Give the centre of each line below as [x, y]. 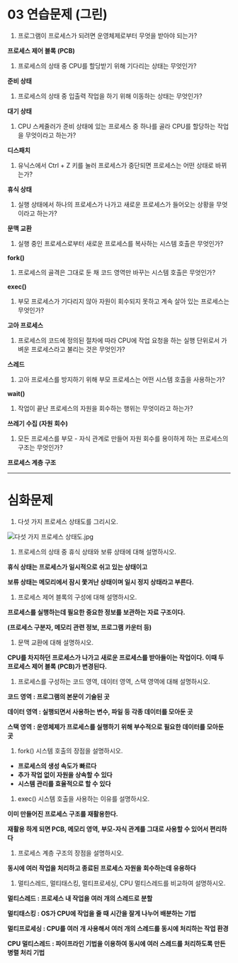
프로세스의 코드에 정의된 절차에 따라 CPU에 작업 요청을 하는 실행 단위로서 [119, 340]
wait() [16, 393]
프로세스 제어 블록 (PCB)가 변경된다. [57, 666]
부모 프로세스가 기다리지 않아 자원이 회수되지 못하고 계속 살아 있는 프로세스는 [124, 301]
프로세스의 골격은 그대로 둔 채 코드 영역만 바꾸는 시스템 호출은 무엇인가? [117, 272]
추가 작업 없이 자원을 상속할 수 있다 [65, 775]
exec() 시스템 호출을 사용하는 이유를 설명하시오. [84, 798]
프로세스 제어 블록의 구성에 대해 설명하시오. [77, 597]
